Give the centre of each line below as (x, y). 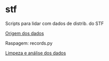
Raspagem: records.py (29, 43)
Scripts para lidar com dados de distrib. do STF (55, 23)
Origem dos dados (25, 33)
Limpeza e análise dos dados (36, 53)
